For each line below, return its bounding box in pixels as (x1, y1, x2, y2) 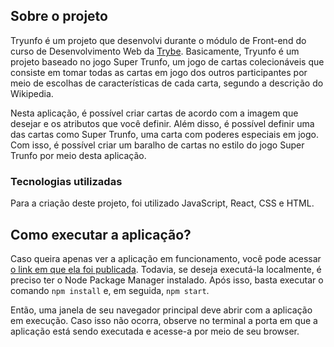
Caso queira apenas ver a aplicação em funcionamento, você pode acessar (10, 252, 322, 264)
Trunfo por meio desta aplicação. (10, 149, 147, 161)
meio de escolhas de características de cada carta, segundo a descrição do (10, 77, 324, 89)
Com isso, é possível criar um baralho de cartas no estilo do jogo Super (10, 139, 305, 151)
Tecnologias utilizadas (10, 174, 123, 188)
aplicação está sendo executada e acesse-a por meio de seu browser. (10, 325, 300, 337)
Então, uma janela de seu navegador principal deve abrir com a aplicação (10, 304, 313, 316)
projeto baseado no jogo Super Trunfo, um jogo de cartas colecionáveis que (10, 55, 325, 68)
